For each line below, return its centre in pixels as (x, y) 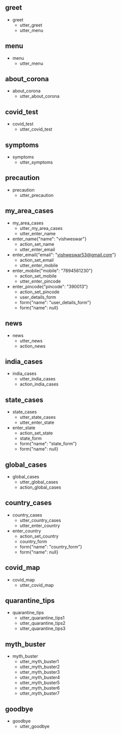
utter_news (31, 341)
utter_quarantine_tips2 (43, 623)
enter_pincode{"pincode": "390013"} (50, 286)
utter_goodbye (34, 726)
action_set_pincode (39, 292)
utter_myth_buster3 (40, 672)
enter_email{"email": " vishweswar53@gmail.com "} (64, 255)
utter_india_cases (37, 379)
